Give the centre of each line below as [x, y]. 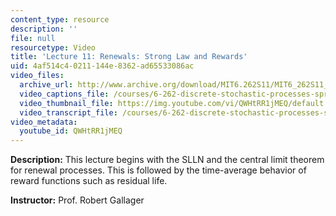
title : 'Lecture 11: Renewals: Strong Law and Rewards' [129, 57]
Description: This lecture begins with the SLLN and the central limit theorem [167, 160]
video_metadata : [44, 122]
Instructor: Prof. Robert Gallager [77, 200]
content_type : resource [60, 19]
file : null [33, 38]
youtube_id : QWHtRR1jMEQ [71, 131]
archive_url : [46, 85]
